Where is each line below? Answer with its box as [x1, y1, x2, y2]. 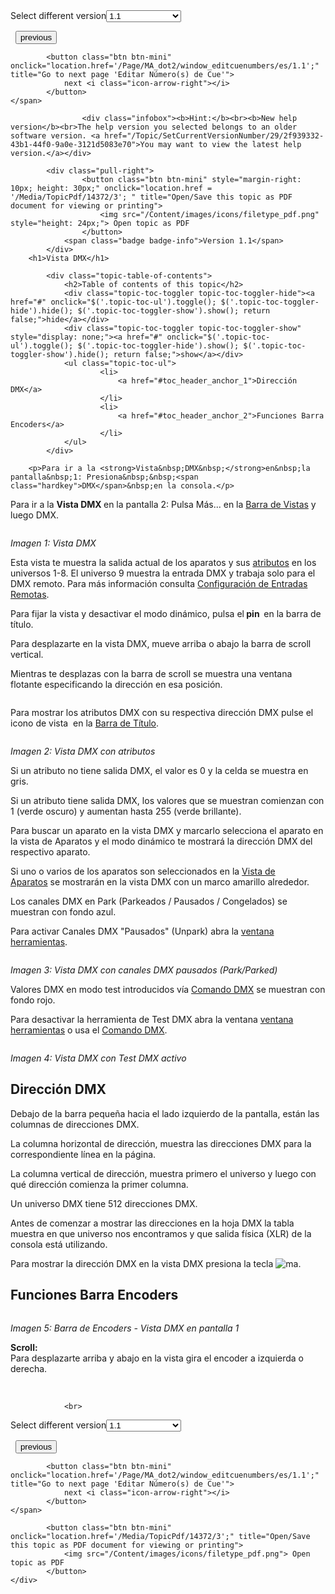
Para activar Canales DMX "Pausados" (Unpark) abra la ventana [10, 925, 275, 937]
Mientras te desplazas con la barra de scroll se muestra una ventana [10, 668, 293, 679]
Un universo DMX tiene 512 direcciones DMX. [10, 1197, 198, 1209]
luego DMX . [10, 509, 60, 521]
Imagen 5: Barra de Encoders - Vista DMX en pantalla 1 [10, 1322, 240, 1334]
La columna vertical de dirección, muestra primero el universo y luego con [10, 1167, 317, 1179]
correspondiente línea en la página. [10, 1148, 157, 1160]
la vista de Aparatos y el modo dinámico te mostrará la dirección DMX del [10, 835, 313, 847]
